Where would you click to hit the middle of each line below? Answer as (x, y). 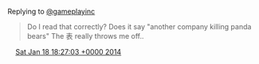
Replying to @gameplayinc (51, 11)
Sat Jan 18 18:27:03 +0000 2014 (68, 52)
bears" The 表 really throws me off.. (85, 36)
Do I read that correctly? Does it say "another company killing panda (139, 26)
